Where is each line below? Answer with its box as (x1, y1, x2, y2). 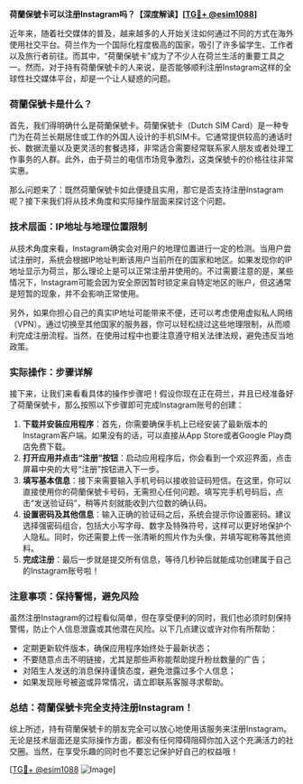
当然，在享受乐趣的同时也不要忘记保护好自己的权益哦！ (32, 746, 239, 757)
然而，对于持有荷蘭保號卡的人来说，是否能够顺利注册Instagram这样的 (24, 62, 284, 72)
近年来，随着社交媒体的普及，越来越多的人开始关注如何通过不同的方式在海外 (9, 28, 294, 39)
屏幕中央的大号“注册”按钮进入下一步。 (22, 463, 165, 474)
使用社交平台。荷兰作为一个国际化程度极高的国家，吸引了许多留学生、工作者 (9, 40, 294, 50)
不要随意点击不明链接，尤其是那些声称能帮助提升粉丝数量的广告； (22, 654, 268, 665)
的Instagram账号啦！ (22, 565, 100, 576)
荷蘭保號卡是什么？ (9, 98, 93, 110)
